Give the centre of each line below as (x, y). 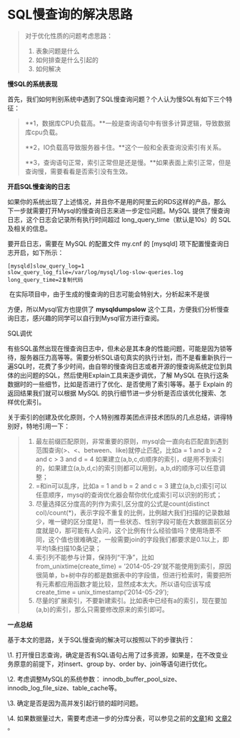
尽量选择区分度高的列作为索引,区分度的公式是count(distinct (122, 503)
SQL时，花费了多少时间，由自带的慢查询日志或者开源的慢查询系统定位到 (120, 366)
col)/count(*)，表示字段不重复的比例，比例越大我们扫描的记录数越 (133, 512)
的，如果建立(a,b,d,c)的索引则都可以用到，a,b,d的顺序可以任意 (127, 467)
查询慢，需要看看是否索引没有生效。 (78, 171)
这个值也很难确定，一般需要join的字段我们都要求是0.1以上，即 (139, 539)
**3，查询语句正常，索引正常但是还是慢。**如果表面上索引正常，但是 (128, 162)
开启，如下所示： (39, 252)
